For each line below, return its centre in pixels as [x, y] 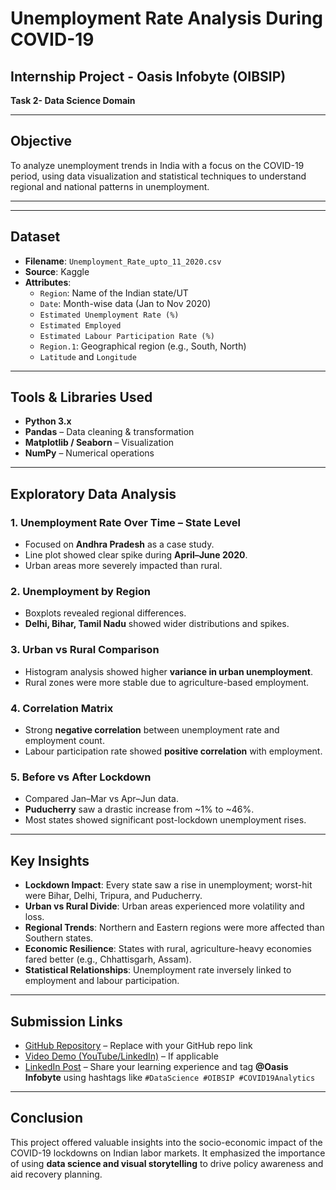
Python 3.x [48, 421]
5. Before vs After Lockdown [81, 777]
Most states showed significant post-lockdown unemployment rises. [165, 820]
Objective [41, 141]
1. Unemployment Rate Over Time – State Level [125, 522]
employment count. [64, 741]
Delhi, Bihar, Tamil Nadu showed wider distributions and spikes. [157, 624]
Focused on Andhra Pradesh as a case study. [119, 544]
